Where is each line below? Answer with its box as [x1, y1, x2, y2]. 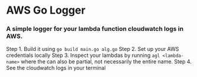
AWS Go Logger [6, 4, 86, 17]
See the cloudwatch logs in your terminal [6, 65, 106, 72]
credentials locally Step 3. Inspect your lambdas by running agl [6, 52, 160, 59]
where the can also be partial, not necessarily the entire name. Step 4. [20, 58, 192, 65]
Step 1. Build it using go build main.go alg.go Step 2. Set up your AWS [6, 46, 179, 53]
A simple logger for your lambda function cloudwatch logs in [6, 25, 184, 33]
